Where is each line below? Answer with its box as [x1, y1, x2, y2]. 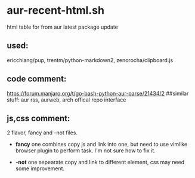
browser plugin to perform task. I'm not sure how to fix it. [15, 147, 156, 154]
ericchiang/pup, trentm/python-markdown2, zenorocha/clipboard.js [7, 56, 174, 63]
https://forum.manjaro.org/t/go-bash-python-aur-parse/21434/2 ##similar [7, 90, 189, 97]
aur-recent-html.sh [7, 4, 105, 17]
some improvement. [15, 165, 65, 172]
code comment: [7, 74, 67, 84]
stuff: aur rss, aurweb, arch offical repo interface [7, 96, 126, 103]
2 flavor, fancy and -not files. [7, 129, 78, 136]
